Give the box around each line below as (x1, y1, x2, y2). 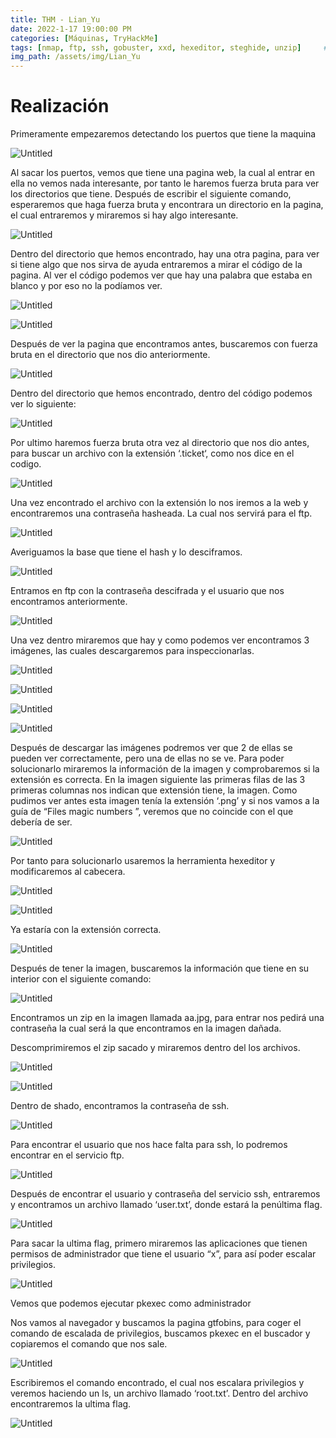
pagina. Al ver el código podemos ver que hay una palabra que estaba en (10, 269, 313, 281)
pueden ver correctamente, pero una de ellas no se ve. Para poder (10, 752, 285, 765)
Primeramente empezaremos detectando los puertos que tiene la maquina (10, 128, 317, 140)
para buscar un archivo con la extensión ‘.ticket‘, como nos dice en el (10, 447, 295, 460)
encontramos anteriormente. (10, 596, 128, 608)
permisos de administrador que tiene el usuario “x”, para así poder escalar (10, 1248, 317, 1260)
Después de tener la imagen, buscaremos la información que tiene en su (10, 962, 310, 975)
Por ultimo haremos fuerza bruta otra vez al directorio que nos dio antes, (10, 437, 310, 449)
